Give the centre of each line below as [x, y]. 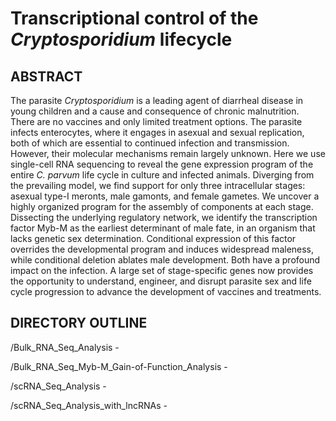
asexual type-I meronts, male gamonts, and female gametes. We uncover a [165, 196]
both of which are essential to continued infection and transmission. [150, 143]
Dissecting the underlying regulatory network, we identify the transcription [164, 217]
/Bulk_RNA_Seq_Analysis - [65, 347]
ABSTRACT [46, 76]
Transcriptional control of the [134, 18]
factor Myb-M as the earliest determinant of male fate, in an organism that [163, 228]
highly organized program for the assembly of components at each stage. [162, 206]
